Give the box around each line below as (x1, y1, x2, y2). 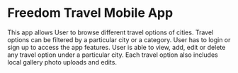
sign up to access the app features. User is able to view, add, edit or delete (7, 43, 226, 51)
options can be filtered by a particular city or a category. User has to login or (7, 35, 231, 44)
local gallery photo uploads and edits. (7, 58, 117, 66)
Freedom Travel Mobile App (7, 5, 174, 21)
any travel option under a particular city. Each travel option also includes (7, 51, 218, 59)
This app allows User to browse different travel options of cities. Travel (7, 28, 214, 36)
